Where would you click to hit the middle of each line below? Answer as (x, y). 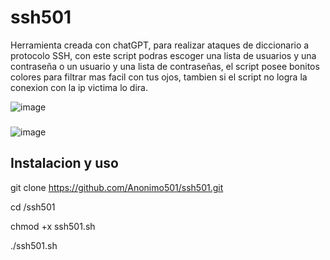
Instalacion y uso (64, 163)
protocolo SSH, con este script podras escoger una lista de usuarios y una (163, 55)
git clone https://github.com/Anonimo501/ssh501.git (117, 187)
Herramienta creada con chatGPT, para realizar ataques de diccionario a (160, 45)
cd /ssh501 (33, 207)
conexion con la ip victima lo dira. (79, 87)
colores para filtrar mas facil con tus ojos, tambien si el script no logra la (159, 77)
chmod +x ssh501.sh (53, 226)
